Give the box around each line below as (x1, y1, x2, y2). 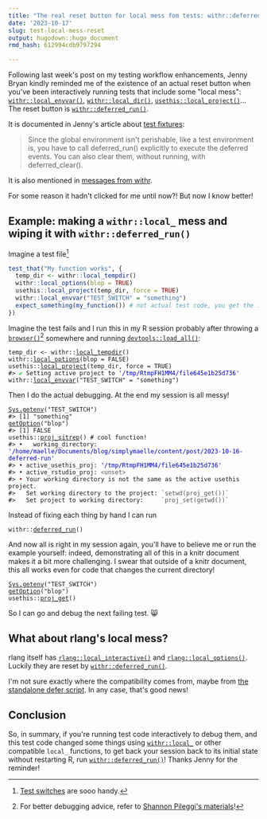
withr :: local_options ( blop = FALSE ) (8, 355, 130, 363)
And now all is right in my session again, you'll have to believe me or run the (8, 539, 257, 550)
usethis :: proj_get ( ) (8, 594, 77, 602)
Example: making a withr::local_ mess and (8, 214, 228, 228)
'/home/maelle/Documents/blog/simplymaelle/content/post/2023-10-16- (8, 448, 244, 456)
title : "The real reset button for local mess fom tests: (8, 11, 204, 20)
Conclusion (8, 708, 67, 722)
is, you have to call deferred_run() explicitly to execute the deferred (27, 143, 249, 153)
